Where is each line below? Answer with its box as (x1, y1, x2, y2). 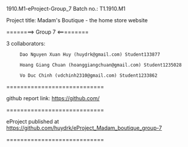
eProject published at (6, 118, 59, 125)
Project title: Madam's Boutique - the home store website (6, 17, 148, 23)
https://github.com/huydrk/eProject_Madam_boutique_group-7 (6, 124, 162, 131)
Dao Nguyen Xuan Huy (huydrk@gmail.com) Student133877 (19, 52, 161, 58)
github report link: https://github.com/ (6, 95, 100, 101)
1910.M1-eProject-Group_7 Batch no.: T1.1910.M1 (6, 5, 125, 12)
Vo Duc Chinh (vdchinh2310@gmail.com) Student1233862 (19, 73, 158, 79)
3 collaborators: (6, 40, 46, 47)
